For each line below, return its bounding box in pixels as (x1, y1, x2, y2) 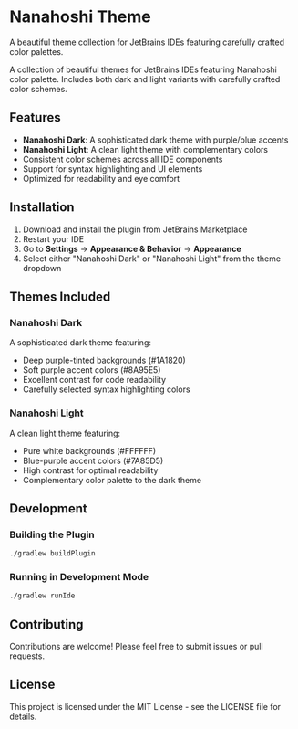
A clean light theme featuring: (9, 428, 121, 438)
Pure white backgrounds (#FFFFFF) (22, 445, 157, 456)
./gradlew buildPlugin (9, 549, 96, 558)
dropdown (22, 262, 62, 273)
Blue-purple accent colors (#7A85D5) (22, 455, 164, 466)
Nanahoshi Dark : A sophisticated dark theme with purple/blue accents (22, 134, 289, 145)
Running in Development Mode (9, 571, 149, 584)
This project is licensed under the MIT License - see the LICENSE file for (9, 701, 281, 712)
